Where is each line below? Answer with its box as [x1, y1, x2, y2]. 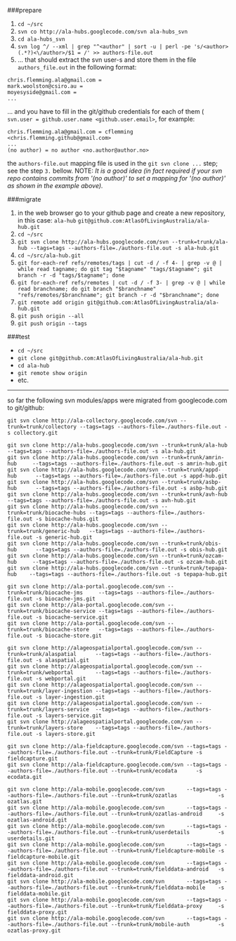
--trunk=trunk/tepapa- [161, 565, 228, 572]
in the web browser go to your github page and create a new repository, [17, 209, 226, 217]
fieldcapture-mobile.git [7, 853, 80, 860]
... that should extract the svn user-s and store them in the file [17, 55, 197, 64]
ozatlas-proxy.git [7, 927, 61, 934]
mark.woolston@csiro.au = [7, 83, 83, 90]
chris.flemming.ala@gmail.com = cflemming [7, 129, 133, 136]
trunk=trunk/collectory [7, 423, 77, 430]
